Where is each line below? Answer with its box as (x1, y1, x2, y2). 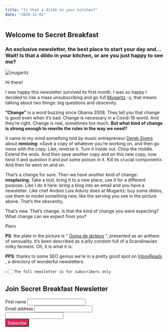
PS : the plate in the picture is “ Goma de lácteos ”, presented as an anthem (5, 233, 160, 239)
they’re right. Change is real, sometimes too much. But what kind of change (5, 120, 163, 126)
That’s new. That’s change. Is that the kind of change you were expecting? (5, 208, 159, 214)
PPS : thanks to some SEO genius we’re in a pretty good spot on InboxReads (5, 253, 162, 259)
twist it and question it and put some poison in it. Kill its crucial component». (5, 157, 163, 163)
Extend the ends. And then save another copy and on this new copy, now (5, 151, 157, 157)
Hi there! (5, 79, 23, 85)
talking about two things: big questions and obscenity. (5, 100, 117, 106)
